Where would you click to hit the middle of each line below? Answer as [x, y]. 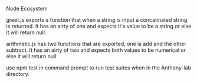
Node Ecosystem [27, 9]
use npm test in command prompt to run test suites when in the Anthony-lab [99, 68]
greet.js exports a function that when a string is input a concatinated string [97, 20]
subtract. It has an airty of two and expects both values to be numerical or [96, 50]
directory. [18, 74]
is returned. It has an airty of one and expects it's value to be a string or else [99, 26]
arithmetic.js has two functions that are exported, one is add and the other [96, 44]
